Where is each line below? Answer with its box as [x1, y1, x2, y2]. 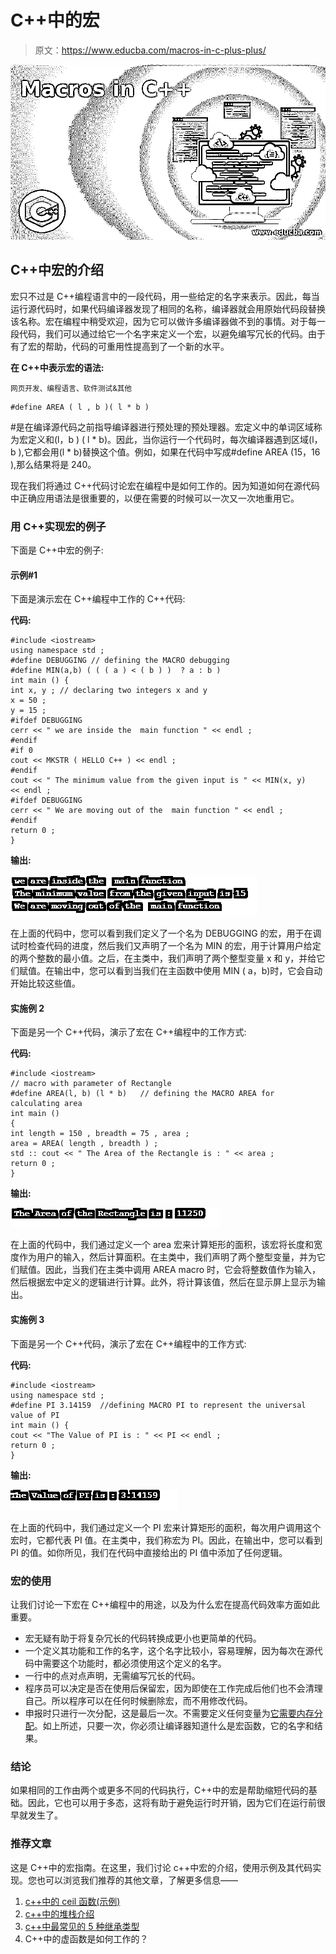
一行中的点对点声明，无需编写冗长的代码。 [24, 1669, 201, 1681]
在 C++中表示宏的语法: [10, 361, 105, 373]
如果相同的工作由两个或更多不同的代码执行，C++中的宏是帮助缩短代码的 [10, 1784, 309, 1796]
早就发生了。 [10, 1809, 63, 1821]
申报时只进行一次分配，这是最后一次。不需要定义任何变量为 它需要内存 [24, 1707, 315, 1719]
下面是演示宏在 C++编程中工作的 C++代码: [10, 593, 186, 605]
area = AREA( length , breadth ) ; [10, 1139, 159, 1149]
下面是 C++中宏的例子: [10, 544, 104, 556]
